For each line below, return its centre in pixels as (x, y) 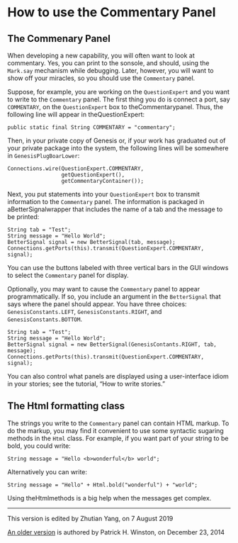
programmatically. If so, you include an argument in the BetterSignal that (114, 296)
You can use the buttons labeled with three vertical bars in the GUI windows (118, 268)
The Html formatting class (66, 406)
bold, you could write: (39, 446)
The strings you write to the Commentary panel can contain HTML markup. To (118, 423)
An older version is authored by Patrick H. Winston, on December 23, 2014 (116, 532)
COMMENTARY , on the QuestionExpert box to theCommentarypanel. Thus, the (115, 107)
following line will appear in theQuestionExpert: (76, 114)
